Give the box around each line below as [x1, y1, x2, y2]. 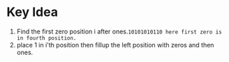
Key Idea [6, 4, 59, 20]
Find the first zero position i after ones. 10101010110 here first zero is [16, 27, 223, 36]
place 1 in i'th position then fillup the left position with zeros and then [16, 40, 214, 49]
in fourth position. [16, 34, 77, 42]
